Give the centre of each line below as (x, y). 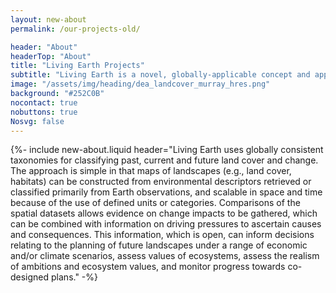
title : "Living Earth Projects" (77, 66)
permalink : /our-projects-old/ (75, 29)
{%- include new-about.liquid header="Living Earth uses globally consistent (167, 150)
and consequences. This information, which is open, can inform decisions (162, 235)
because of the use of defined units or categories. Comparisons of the (155, 203)
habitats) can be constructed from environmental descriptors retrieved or (161, 182)
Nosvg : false (37, 121)
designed (30, 277)
